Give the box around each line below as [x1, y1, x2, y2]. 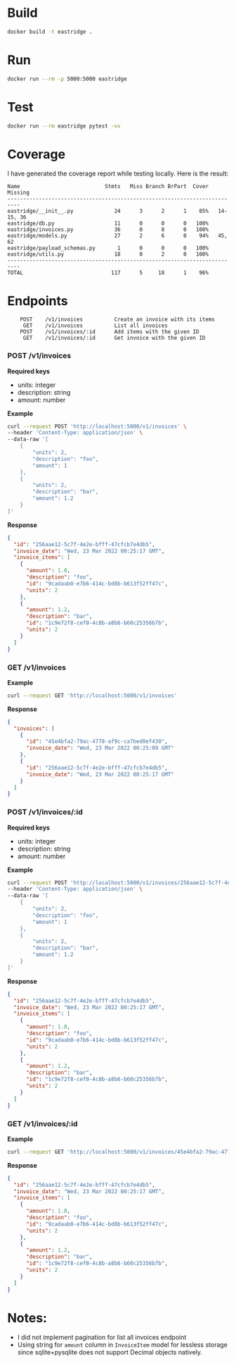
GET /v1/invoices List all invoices [22, 322, 169, 329]
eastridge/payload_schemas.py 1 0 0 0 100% [7, 245, 209, 252]
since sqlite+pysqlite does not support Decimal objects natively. [17, 1348, 202, 1357]
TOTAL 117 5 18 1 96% [7, 269, 209, 276]
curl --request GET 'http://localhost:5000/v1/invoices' [7, 692, 178, 699]
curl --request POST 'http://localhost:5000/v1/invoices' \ [7, 423, 188, 430]
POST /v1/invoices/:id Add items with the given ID [20, 328, 199, 335]
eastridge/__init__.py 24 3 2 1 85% [7, 208, 209, 215]
